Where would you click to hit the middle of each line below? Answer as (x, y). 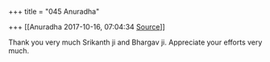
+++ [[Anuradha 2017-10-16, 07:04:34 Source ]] (87, 27)
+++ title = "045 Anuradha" (54, 12)
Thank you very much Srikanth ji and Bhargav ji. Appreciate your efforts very (135, 42)
